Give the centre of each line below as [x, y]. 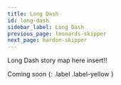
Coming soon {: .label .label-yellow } [60, 74]
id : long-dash [28, 21]
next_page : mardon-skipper [47, 40]
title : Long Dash [33, 14]
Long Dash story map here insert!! [57, 60]
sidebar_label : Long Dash [46, 27]
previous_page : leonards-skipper [57, 34]
